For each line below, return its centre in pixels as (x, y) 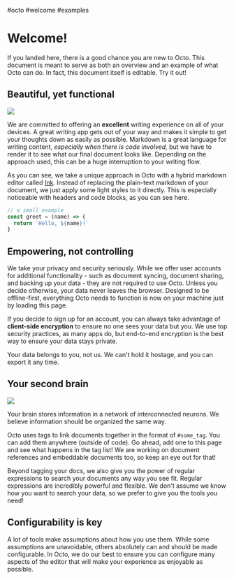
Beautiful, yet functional (61, 95)
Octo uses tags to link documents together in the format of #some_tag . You (114, 435)
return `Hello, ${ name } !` (51, 223)
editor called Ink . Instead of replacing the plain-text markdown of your (108, 182)
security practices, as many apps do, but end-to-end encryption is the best (116, 334)
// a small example (36, 210)
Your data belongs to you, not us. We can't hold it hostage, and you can (110, 355)
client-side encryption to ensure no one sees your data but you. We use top (117, 326)
